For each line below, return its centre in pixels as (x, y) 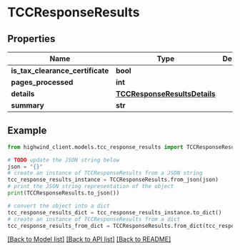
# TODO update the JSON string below (64, 160)
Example (27, 131)
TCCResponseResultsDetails (165, 94)
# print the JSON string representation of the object (91, 187)
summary (27, 105)
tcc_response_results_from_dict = (59, 226)
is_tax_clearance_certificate (60, 71)
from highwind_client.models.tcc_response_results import (95, 147)
